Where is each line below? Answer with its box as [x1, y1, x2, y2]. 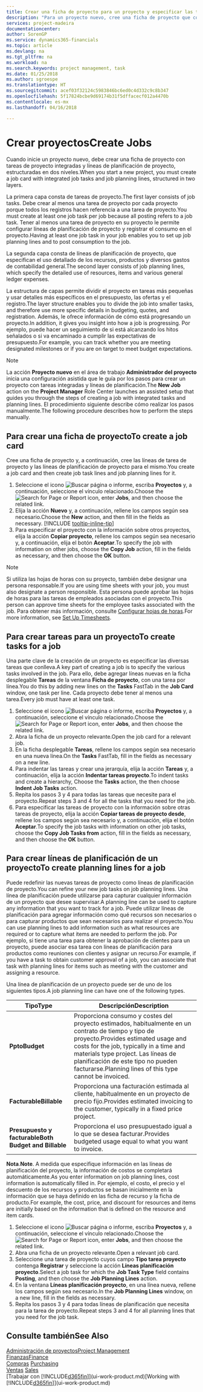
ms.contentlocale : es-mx [6, 99, 69, 105]
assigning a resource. [6, 969, 60, 976]
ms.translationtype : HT [6, 82, 66, 88]
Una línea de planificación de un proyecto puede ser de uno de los [6, 981, 172, 988]
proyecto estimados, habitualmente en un [74, 1019, 192, 1027]
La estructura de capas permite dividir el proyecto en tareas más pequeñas [6, 287, 193, 295]
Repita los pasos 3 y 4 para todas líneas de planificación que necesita [14, 1300, 189, 1307]
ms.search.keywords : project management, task [6, 65, 126, 71]
